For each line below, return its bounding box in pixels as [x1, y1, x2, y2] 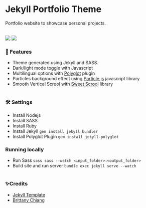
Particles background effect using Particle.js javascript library [12, 76, 140, 82]
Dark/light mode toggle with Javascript [12, 65, 93, 71]
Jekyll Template [12, 191, 46, 197]
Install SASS [12, 117, 38, 123]
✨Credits [5, 180, 28, 187]
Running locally [5, 146, 44, 153]
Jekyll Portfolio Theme [5, 4, 102, 15]
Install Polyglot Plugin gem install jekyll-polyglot [12, 133, 119, 139]
